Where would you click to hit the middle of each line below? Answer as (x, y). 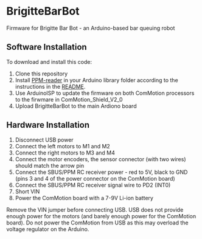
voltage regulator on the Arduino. (48, 229)
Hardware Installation (48, 125)
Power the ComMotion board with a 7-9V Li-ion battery (84, 198)
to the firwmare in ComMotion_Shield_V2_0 (69, 99)
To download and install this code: (49, 61)
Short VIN (27, 191)
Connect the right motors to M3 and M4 (65, 153)
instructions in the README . (50, 86)
